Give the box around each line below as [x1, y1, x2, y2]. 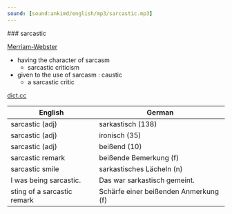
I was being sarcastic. [10, 175, 81, 185]
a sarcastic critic [27, 77, 75, 86]
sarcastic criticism [27, 63, 79, 71]
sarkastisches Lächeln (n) [99, 164, 183, 173]
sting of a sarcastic [10, 186, 72, 196]
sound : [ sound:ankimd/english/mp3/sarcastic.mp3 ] [7, 10, 153, 17]
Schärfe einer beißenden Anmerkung [99, 186, 220, 196]
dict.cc [7, 91, 27, 99]
